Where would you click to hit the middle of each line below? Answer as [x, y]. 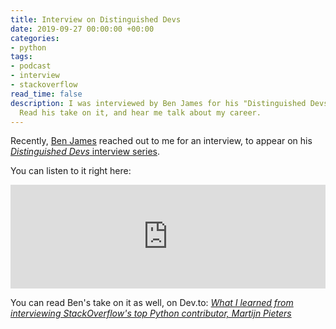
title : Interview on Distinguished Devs [96, 19]
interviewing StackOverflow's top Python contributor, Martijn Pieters [151, 313]
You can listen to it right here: [71, 171]
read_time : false [46, 94]
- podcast [31, 66]
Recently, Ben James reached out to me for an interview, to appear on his [161, 141]
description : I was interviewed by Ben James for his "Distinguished [158, 103]
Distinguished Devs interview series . [85, 152]
